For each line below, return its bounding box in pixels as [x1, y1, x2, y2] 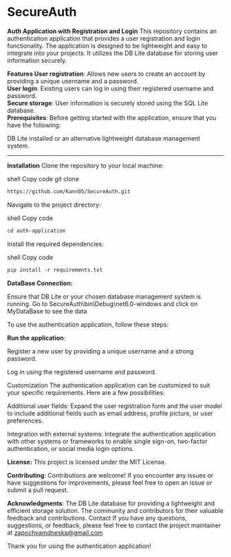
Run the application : [7, 334, 66, 342]
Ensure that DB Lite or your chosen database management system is [7, 292, 201, 301]
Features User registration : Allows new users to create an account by [7, 70, 206, 78]
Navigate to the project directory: [7, 201, 101, 209]
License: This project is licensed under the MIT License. [7, 458, 167, 466]
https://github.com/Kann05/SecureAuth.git [7, 188, 131, 195]
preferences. [7, 416, 43, 425]
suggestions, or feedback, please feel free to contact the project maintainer [7, 521, 221, 529]
